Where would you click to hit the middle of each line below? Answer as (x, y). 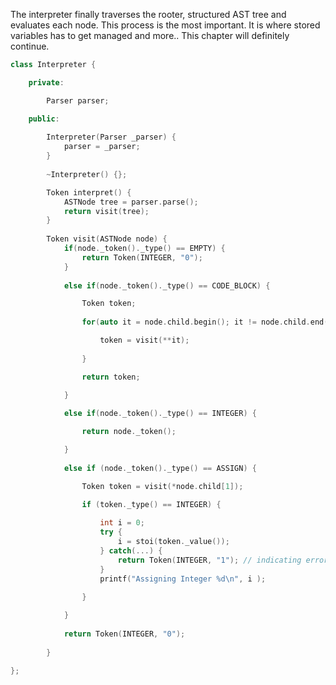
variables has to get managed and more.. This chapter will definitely (150, 35)
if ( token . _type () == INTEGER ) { (151, 504)
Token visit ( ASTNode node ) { (107, 239)
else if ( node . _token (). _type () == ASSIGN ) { (160, 468)
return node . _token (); (129, 432)
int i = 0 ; (122, 523)
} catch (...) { (131, 550)
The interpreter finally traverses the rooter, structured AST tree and (148, 14)
